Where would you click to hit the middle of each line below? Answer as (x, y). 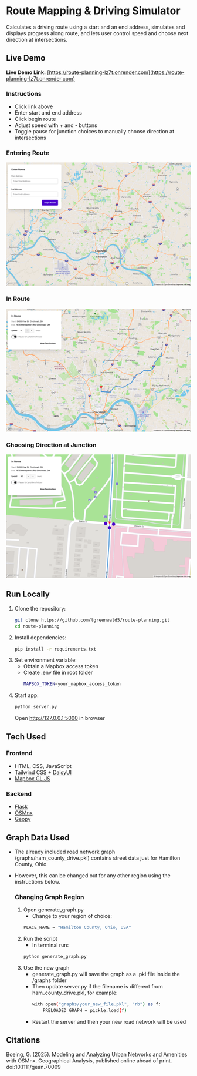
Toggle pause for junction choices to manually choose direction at (94, 132)
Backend (19, 793)
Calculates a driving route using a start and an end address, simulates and (96, 27)
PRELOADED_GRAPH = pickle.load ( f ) (85, 1010)
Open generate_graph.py (53, 910)
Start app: (27, 695)
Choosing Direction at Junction (51, 445)
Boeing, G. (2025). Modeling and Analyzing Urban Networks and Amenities (97, 1054)
